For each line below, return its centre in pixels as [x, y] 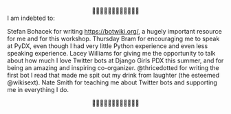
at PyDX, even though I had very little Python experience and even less [108, 46]
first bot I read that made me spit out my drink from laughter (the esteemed [113, 75]
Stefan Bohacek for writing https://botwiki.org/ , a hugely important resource [114, 31]
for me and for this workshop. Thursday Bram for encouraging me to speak [113, 38]
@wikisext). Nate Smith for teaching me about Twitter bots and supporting [112, 82]
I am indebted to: [31, 18]
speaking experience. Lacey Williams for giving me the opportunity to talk [111, 53]
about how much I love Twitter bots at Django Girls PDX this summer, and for [115, 60]
